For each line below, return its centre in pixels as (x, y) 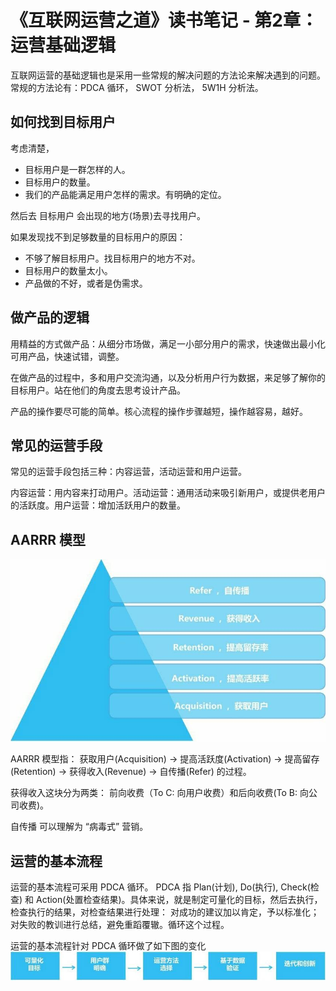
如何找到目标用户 (63, 122)
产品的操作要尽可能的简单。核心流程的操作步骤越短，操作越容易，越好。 (159, 411)
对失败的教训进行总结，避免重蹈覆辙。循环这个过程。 (120, 924)
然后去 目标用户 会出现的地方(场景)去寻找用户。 (108, 215)
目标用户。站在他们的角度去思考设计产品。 (98, 390)
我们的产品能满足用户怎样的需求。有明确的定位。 (125, 194)
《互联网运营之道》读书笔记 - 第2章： (164, 20)
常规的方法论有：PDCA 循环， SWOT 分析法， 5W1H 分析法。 (137, 87)
